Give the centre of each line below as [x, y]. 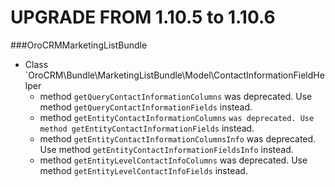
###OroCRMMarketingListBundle [79, 45]
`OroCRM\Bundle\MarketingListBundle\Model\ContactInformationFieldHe [174, 75]
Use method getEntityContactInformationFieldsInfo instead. [166, 149]
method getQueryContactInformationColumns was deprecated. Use [176, 96]
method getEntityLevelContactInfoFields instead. [143, 170]
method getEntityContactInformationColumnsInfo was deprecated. [178, 138]
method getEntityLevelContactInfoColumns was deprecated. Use [173, 160]
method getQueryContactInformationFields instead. [146, 107]
